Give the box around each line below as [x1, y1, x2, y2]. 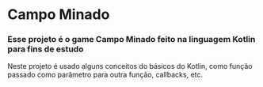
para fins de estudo [7, 43, 84, 55]
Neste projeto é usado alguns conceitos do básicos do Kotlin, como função [7, 62, 253, 71]
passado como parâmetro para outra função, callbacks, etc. [7, 70, 204, 80]
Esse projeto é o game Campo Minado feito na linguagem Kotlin [7, 34, 256, 45]
